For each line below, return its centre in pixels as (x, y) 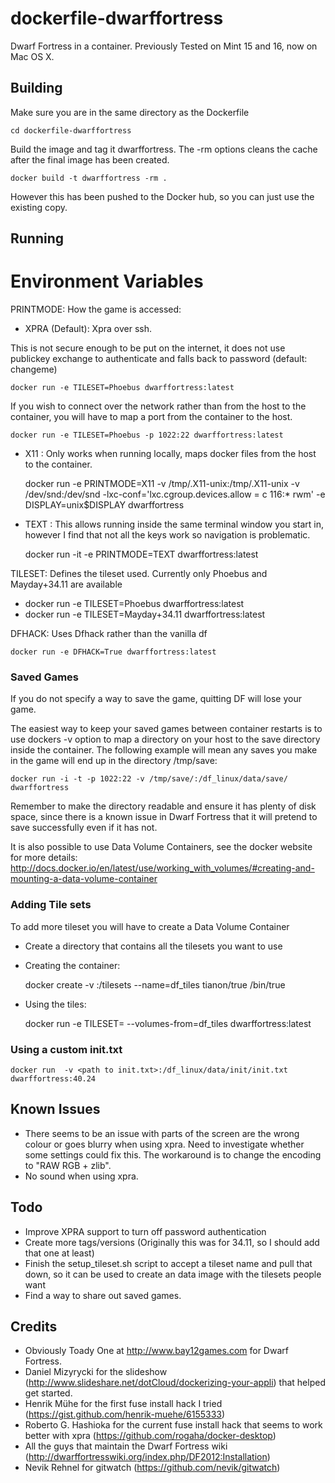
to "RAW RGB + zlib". (68, 1165)
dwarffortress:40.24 (53, 1078)
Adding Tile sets (51, 905)
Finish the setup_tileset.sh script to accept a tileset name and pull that (168, 1263)
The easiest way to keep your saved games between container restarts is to (166, 729)
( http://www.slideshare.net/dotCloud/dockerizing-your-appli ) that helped (175, 1383)
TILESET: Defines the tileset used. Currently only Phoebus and (139, 574)
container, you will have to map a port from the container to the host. (151, 417)
